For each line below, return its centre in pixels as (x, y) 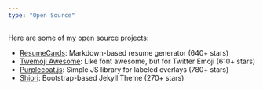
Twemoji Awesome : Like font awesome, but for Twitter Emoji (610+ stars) (137, 61)
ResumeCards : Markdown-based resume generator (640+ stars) (124, 52)
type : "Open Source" (42, 15)
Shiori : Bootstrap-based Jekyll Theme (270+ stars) (102, 77)
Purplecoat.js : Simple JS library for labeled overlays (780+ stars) (124, 69)
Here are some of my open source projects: (79, 38)
